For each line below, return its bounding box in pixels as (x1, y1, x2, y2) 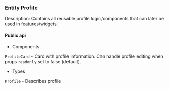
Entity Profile (5, 4, 38, 11)
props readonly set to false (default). (5, 58, 81, 64)
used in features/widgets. (5, 21, 58, 27)
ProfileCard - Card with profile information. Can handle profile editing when (5, 53, 163, 59)
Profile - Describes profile (5, 78, 61, 84)
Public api (5, 32, 26, 38)
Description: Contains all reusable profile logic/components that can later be (5, 16, 164, 22)
